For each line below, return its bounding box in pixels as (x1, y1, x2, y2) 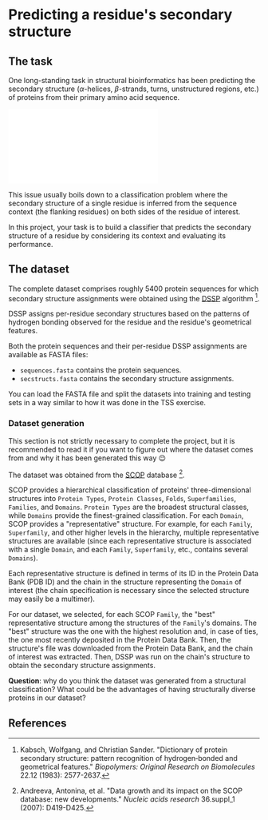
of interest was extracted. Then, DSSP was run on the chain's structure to (8, 652, 250, 662)
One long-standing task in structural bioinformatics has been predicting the (8, 76, 256, 85)
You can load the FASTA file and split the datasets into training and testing (8, 389, 251, 399)
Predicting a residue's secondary (8, 6, 233, 24)
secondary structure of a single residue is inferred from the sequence (8, 198, 238, 208)
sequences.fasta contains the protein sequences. (19, 365, 182, 375)
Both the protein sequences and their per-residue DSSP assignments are (8, 341, 247, 351)
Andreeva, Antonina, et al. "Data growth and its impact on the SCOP (19, 786, 243, 796)
